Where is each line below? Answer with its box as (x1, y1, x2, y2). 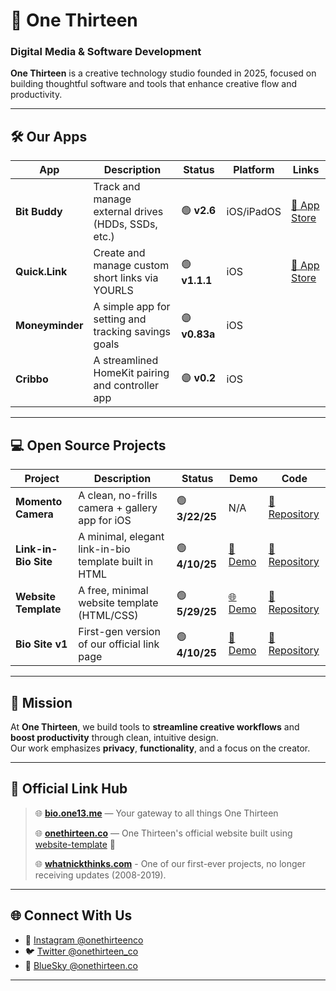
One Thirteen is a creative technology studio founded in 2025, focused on (10, 67, 317, 79)
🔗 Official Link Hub (10, 780, 128, 798)
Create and (93, 246, 146, 260)
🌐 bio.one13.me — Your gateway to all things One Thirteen (34, 807, 279, 819)
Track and (93, 180, 141, 194)
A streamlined (93, 354, 159, 368)
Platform (233, 163, 275, 177)
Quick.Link (15, 265, 68, 279)
